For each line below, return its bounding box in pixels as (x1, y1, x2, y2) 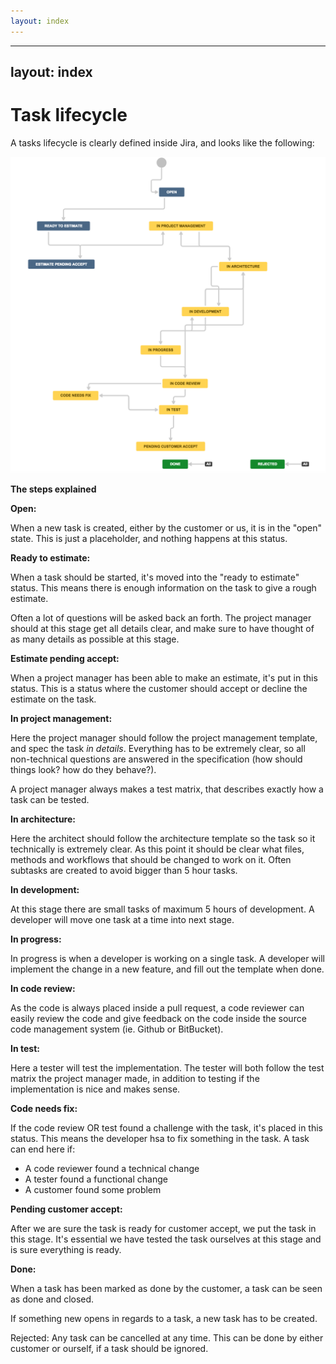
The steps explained (10, 483, 97, 495)
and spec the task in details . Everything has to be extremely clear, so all (10, 742, 306, 754)
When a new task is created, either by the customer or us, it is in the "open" (10, 521, 323, 534)
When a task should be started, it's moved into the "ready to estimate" (10, 571, 300, 583)
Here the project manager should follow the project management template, (10, 731, 318, 744)
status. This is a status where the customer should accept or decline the (10, 682, 308, 694)
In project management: (10, 712, 113, 724)
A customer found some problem (24, 1183, 162, 1195)
